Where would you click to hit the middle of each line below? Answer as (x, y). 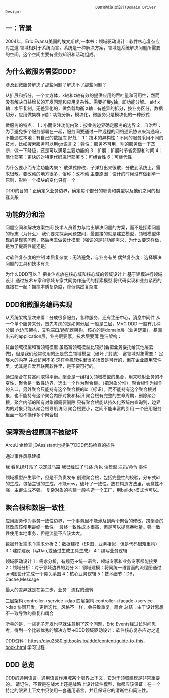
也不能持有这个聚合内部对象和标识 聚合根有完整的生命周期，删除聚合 (85, 396)
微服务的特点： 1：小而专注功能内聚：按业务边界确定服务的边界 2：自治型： (84, 125)
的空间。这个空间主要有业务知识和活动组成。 (52, 54)
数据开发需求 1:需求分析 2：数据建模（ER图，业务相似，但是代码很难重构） (82, 544)
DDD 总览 (20, 665)
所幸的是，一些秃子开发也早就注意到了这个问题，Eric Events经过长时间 (78, 624)
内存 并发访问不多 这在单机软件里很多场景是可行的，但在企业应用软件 (90, 360)
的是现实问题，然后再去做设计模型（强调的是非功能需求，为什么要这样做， (87, 240)
